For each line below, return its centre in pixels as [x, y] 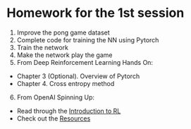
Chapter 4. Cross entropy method [66, 83]
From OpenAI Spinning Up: [56, 97]
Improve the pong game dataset [63, 32]
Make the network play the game [64, 55]
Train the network [42, 47]
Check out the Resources [54, 118]
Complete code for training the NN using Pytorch [88, 39]
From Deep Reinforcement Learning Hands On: [85, 62]
